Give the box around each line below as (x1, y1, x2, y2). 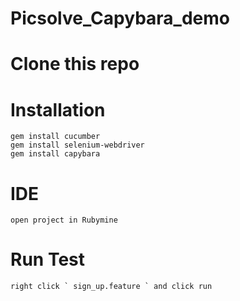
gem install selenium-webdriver (10, 140, 145, 151)
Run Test (10, 248, 85, 271)
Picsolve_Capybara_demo (10, 7, 230, 30)
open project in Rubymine (10, 215, 118, 226)
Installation (10, 98, 106, 121)
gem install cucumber (10, 132, 101, 142)
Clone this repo (10, 53, 140, 76)
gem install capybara (10, 149, 101, 159)
